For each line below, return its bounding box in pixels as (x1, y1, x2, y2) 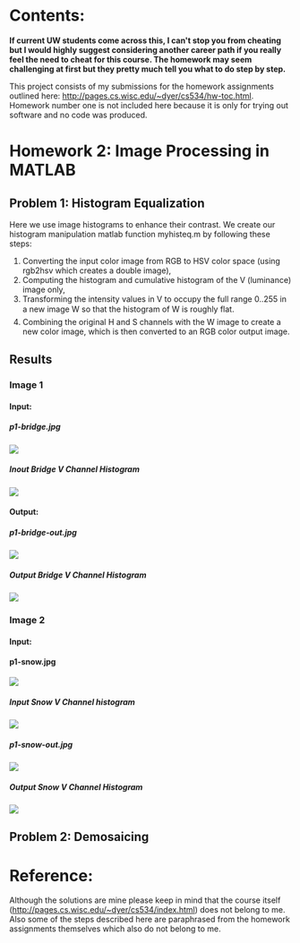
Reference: (9, 865, 94, 886)
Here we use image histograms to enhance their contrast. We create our (9, 219, 276, 229)
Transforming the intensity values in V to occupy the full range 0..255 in (21, 293, 287, 304)
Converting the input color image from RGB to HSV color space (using (21, 255, 280, 266)
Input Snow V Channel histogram (9, 696, 136, 707)
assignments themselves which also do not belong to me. (9, 923, 221, 934)
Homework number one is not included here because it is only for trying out (9, 99, 289, 110)
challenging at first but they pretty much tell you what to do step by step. (9, 64, 287, 74)
